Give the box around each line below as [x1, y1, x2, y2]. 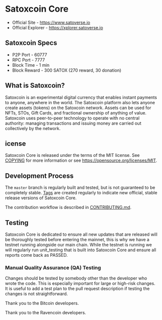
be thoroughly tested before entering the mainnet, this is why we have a [5, 237, 150, 242]
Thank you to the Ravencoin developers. [5, 310, 86, 316]
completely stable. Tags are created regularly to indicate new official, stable [5, 190, 158, 196]
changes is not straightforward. [5, 291, 68, 297]
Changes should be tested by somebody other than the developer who [5, 275, 147, 281]
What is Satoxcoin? [5, 81, 65, 90]
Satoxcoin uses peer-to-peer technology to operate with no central [5, 115, 140, 121]
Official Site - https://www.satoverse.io [12, 19, 90, 25]
